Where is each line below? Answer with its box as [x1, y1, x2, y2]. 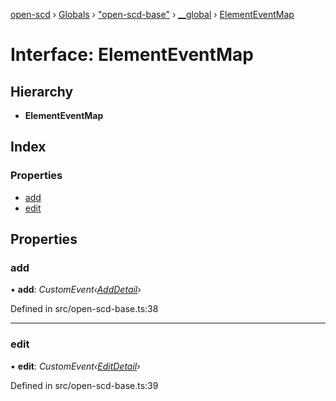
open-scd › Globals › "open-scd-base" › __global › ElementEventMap [10, 9, 295, 20]
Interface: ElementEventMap [10, 44, 254, 66]
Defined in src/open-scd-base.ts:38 [10, 303, 159, 315]
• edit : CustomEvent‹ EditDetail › [10, 360, 141, 372]
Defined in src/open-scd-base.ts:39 [10, 379, 159, 391]
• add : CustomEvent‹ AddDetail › [10, 284, 142, 296]
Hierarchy [10, 83, 74, 100]
